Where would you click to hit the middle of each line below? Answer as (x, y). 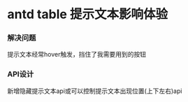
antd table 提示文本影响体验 (88, 14)
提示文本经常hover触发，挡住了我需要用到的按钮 (77, 54)
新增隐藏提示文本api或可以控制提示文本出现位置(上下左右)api (95, 91)
